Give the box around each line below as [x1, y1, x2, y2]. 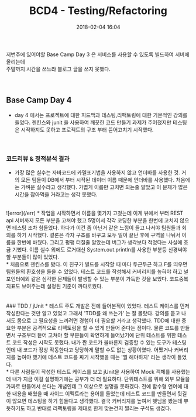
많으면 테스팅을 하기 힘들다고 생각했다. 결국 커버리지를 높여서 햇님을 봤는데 [12, 398, 183, 405]
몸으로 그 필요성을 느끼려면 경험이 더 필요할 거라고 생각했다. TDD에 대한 [16, 317, 180, 324]
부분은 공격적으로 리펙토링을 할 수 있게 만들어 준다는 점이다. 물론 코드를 [16, 325, 180, 332]
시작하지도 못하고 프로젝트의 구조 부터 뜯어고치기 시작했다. [20, 126, 154, 133]
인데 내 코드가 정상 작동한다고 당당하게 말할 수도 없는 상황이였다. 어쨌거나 [6, 346, 173, 353]
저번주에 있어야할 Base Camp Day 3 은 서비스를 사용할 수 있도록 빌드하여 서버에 [6, 51, 190, 58]
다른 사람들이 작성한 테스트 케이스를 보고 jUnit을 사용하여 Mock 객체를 [9, 368, 171, 375]
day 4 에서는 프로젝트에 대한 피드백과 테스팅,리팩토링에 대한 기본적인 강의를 [14, 111, 188, 118]
